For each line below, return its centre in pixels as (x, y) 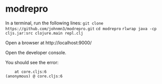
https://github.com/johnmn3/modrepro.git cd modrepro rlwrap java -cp (81, 29)
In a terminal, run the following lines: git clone (54, 23)
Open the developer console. (36, 52)
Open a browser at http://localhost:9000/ (49, 43)
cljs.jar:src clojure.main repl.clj (44, 33)
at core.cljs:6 (31, 72)
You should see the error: (32, 62)
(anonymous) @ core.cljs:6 (34, 76)
